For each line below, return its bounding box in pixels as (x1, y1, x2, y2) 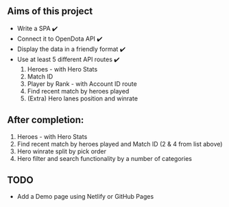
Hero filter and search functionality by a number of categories (16, 154, 192, 162)
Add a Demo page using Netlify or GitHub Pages (16, 193, 154, 201)
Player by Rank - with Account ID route (27, 79, 137, 88)
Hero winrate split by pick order (16, 147, 106, 155)
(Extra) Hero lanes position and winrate (27, 94, 138, 102)
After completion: (7, 114, 84, 126)
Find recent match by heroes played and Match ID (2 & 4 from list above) (16, 140, 223, 148)
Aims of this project (7, 6, 93, 17)
